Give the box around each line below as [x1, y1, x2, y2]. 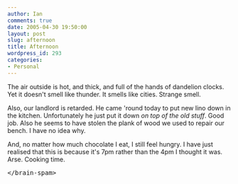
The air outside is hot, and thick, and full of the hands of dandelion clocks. [7, 82, 225, 91]
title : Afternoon [7, 43, 59, 50]
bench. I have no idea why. [7, 126, 87, 134]
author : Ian [7, 10, 43, 18]
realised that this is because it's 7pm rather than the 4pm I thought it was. [7, 147, 222, 156]
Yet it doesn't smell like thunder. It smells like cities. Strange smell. [7, 90, 201, 98]
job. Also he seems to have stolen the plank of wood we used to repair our [7, 118, 225, 127]
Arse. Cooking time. [7, 155, 65, 163]
